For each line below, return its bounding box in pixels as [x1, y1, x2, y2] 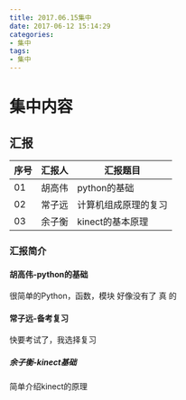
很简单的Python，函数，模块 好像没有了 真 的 [9, 290, 178, 302]
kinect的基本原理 [77, 215, 149, 228]
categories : [9, 30, 54, 39]
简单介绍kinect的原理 [9, 381, 88, 392]
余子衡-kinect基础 [9, 357, 77, 368]
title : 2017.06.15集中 [9, 13, 92, 23]
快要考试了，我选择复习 [9, 334, 97, 345]
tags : [9, 47, 30, 56]
